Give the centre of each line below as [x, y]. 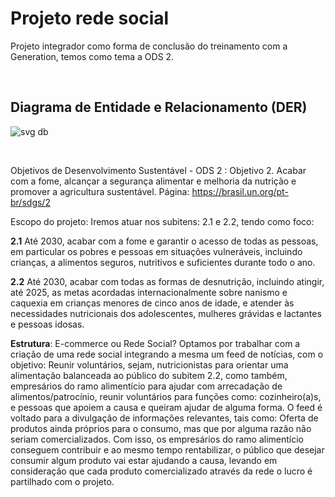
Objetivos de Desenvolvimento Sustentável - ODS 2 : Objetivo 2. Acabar [158, 170]
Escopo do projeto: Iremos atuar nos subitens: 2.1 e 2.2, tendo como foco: [162, 221]
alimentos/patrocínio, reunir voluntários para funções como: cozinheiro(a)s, [166, 396]
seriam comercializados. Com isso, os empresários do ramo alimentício [157, 439]
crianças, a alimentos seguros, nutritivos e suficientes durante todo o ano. [163, 262]
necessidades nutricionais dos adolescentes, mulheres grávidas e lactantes [166, 313]
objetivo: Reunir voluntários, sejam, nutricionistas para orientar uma [149, 364]
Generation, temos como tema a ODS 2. [92, 56]
